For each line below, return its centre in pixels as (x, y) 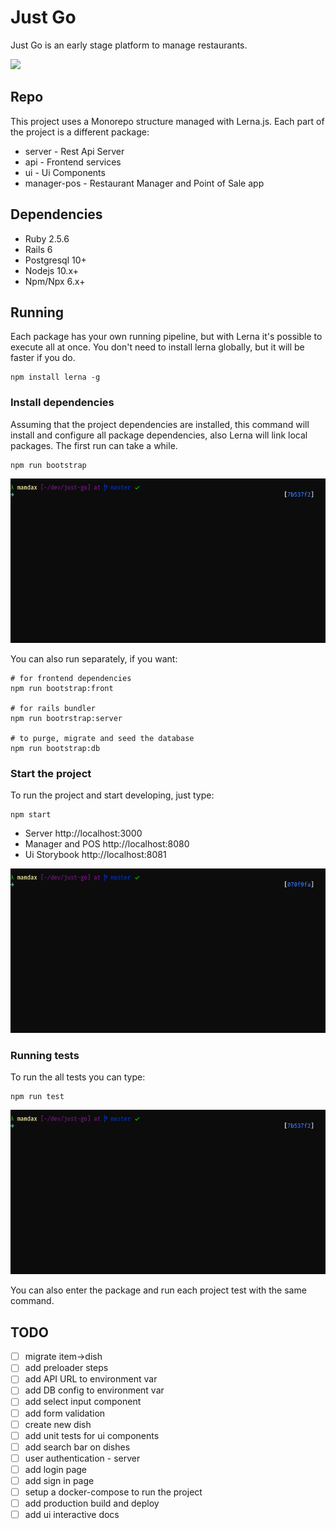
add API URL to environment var (91, 1379)
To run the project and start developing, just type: (112, 795)
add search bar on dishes (77, 1447)
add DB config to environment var (94, 1390)
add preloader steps (66, 1368)
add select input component (83, 1402)
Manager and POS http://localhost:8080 (107, 844)
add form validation (65, 1413)
